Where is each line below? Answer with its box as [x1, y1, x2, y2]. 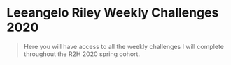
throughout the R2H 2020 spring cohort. [23, 50, 141, 58]
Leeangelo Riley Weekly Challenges [6, 5, 219, 21]
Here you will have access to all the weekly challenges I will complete [23, 42, 225, 50]
